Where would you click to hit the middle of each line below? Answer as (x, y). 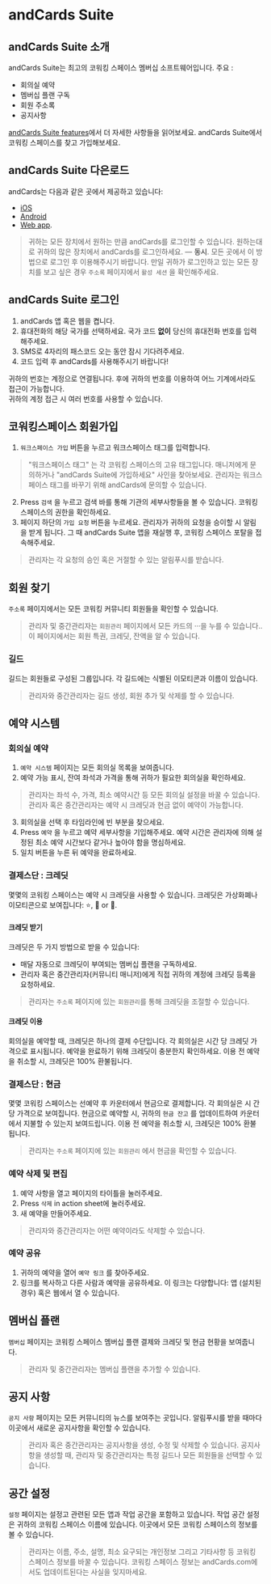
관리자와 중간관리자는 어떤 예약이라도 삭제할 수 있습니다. (117, 1230)
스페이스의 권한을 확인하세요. (65, 512)
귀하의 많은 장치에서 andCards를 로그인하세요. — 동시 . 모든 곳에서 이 (146, 252)
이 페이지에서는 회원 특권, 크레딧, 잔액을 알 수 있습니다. (114, 636)
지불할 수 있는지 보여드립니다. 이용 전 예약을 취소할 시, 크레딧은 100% (132, 1124)
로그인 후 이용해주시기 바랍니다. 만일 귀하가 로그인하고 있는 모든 (150, 261)
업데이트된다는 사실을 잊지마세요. (95, 1572)
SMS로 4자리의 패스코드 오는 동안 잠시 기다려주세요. (102, 351)
